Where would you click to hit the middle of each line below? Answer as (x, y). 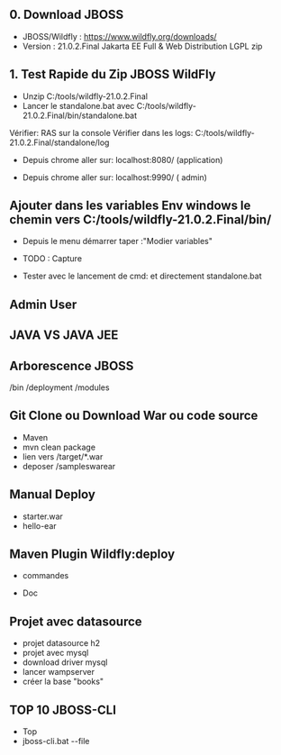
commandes (45, 576)
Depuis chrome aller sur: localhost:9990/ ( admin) (114, 177)
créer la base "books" (63, 682)
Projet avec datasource (76, 621)
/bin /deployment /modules (59, 387)
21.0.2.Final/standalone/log (59, 142)
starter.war (42, 516)
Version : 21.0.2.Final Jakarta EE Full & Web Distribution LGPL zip (142, 46)
